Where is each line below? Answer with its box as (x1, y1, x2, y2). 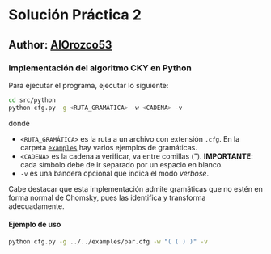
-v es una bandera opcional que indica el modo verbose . (19, 168, 209, 178)
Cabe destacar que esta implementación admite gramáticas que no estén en (8, 184, 263, 193)
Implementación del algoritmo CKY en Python (8, 62, 192, 74)
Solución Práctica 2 (8, 6, 142, 24)
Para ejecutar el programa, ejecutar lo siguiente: (8, 80, 169, 90)
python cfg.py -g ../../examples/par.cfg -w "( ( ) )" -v (8, 237, 208, 246)
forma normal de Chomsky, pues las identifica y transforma (8, 193, 206, 202)
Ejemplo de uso (8, 220, 61, 230)
